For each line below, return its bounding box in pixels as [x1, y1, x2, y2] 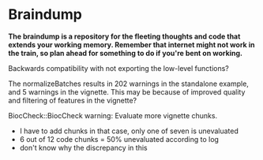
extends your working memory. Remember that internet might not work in [8, 39, 255, 49]
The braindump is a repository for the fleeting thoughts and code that [8, 32, 241, 41]
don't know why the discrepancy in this [19, 143, 148, 152]
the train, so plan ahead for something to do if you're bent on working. [8, 48, 243, 58]
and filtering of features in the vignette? [8, 95, 137, 105]
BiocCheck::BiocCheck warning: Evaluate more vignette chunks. [8, 110, 218, 120]
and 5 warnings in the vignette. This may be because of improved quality [8, 87, 246, 96]
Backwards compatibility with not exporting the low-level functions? [8, 63, 229, 73]
